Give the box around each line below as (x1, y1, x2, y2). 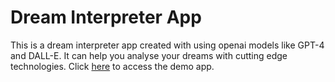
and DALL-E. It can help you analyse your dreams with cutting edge (10, 49, 288, 61)
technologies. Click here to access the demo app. (10, 60, 215, 72)
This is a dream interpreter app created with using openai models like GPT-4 (10, 39, 325, 51)
